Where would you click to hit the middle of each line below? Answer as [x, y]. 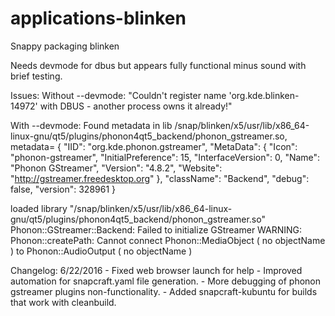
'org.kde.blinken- [264, 95]
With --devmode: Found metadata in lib [91, 125]
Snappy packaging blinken [65, 46]
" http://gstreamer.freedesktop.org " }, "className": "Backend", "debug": [160, 178]
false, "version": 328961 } [63, 189]
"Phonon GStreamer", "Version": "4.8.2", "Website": [116, 168]
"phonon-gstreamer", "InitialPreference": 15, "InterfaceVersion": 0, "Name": [165, 157]
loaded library [39, 208]
